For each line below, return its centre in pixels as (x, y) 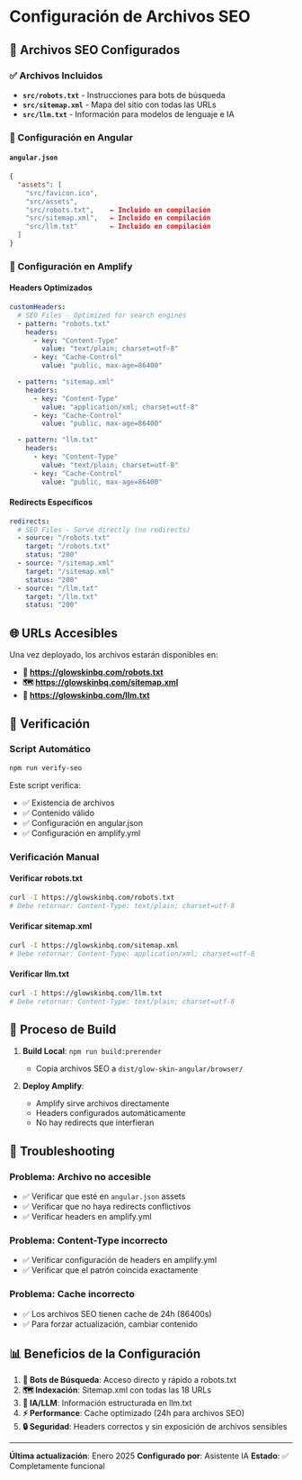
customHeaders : (38, 307)
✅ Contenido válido (58, 813)
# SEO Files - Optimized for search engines (102, 315)
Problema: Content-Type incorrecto (89, 1240)
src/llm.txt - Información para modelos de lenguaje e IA (129, 113)
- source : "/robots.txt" (64, 538)
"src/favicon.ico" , (62, 193)
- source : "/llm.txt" (58, 588)
